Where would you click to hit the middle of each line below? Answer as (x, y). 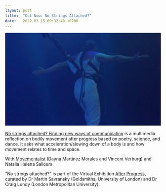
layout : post (19, 10)
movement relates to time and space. (43, 149)
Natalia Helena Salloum (29, 164)
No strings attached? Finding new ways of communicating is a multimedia (80, 133)
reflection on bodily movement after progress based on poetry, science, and (83, 139)
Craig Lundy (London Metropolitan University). (53, 184)
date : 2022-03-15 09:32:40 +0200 (42, 21)
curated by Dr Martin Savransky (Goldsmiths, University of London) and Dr (81, 179)
